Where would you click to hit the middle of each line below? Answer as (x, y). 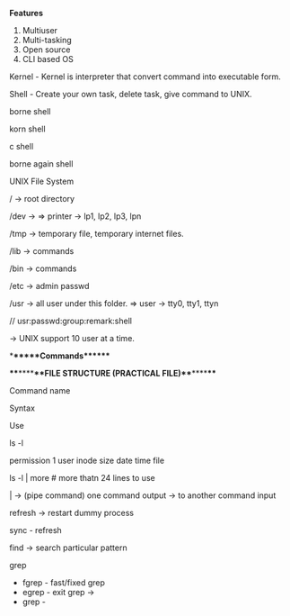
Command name (40, 390)
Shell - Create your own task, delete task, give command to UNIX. (131, 94)
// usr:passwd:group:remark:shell (71, 321)
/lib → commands (42, 251)
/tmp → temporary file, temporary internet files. (97, 234)
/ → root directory (42, 199)
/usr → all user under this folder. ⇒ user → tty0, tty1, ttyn (114, 303)
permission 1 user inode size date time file (87, 460)
